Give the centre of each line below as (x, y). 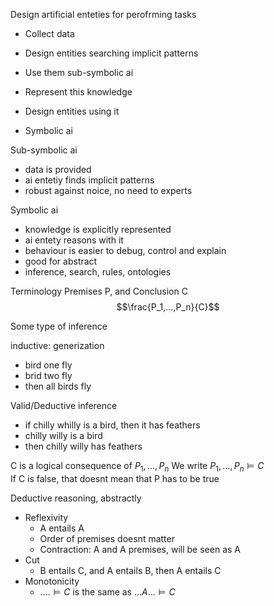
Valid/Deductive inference (64, 405)
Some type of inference (59, 326)
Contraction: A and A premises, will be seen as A (140, 549)
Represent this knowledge (78, 92)
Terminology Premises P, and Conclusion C (99, 291)
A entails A (62, 528)
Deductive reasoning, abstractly (76, 498)
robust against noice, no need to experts (108, 190)
